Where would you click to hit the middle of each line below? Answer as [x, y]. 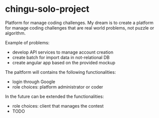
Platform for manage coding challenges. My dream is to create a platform [79, 23]
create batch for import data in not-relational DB [61, 57]
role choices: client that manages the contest [58, 106]
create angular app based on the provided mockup [64, 62]
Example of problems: [27, 42]
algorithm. [16, 33]
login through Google [34, 82]
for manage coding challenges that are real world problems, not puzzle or [80, 28]
